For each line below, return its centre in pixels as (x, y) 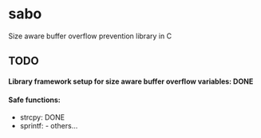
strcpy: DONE (42, 117)
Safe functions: (35, 100)
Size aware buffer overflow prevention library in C (90, 36)
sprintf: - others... (49, 126)
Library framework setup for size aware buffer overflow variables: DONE (131, 81)
